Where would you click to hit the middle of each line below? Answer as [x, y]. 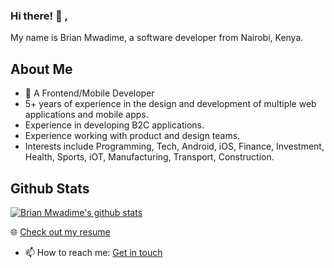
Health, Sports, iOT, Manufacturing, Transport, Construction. [149, 157]
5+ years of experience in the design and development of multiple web [170, 104]
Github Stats [50, 188]
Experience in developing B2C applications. [114, 125]
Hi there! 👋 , [39, 16]
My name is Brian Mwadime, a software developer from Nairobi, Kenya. [157, 38]
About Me [41, 69]
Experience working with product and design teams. [132, 136]
